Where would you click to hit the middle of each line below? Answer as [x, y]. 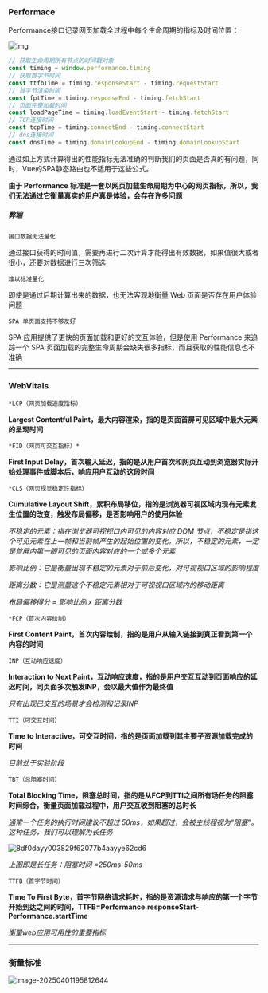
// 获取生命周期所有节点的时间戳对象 [61, 61]
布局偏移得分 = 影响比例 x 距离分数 [65, 602]
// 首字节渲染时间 [35, 90]
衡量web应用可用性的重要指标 [57, 932]
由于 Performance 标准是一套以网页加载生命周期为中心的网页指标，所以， [130, 185]
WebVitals [29, 385]
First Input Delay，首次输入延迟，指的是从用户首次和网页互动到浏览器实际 [130, 462]
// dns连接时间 [31, 135]
